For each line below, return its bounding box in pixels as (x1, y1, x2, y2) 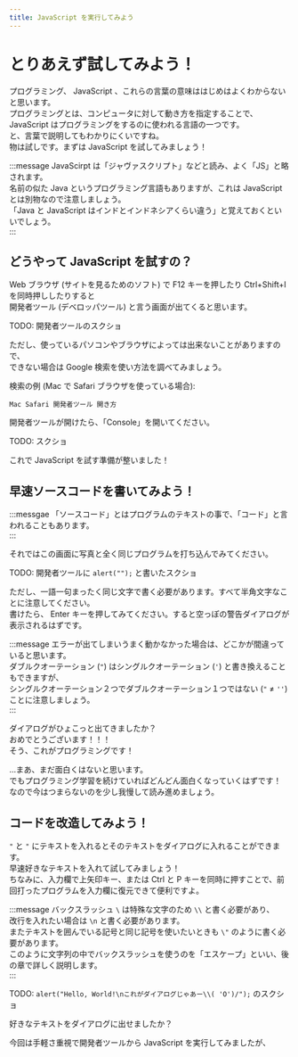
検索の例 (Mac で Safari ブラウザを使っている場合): (9, 381, 196, 392)
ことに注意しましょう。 (9, 695, 95, 706)
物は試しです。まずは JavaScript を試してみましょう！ (9, 141, 207, 152)
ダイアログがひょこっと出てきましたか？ (9, 723, 157, 734)
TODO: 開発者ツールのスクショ (9, 320, 123, 331)
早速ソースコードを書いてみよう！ (9, 483, 196, 499)
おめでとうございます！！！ (9, 734, 111, 745)
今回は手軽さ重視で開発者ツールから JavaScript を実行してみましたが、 (9, 1037, 271, 1048)
